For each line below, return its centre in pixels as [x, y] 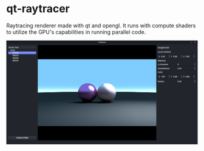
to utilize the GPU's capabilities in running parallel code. [76, 32]
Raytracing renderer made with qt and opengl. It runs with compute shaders [101, 25]
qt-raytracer [38, 9]
